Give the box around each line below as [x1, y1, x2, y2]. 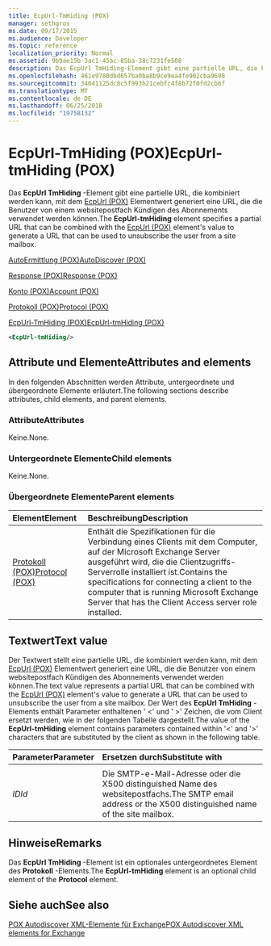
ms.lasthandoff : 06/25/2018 [8, 102, 103, 110]
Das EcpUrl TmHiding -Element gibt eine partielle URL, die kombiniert [8, 187, 240, 198]
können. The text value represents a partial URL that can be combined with [8, 681, 256, 691]
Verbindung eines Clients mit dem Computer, [87, 536, 258, 547]
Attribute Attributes [8, 414, 85, 425]
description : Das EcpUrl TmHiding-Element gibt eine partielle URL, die [8, 65, 258, 73]
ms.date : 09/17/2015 [8, 27, 78, 35]
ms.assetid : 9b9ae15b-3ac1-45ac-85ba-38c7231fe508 [8, 57, 182, 65]
